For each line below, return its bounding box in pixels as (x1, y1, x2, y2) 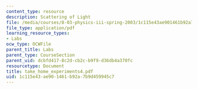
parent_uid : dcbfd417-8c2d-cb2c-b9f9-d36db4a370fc (6, 57, 133, 63)
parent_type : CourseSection (6, 52, 75, 58)
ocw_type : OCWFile (6, 42, 51, 47)
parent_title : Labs (6, 47, 54, 53)
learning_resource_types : (6, 30, 70, 36)
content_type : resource (6, 8, 65, 15)
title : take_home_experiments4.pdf (6, 69, 94, 74)
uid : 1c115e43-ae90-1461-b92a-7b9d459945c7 (6, 74, 115, 80)
